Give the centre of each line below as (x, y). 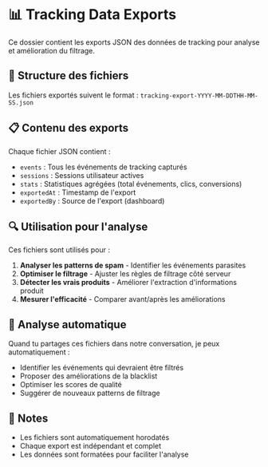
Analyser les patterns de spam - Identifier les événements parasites (133, 265)
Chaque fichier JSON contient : (59, 151)
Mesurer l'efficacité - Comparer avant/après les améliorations (122, 299)
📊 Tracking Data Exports (93, 15)
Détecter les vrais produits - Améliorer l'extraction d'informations (128, 283)
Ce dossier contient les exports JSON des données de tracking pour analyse (134, 42)
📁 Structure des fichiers (69, 76)
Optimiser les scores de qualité (71, 385)
